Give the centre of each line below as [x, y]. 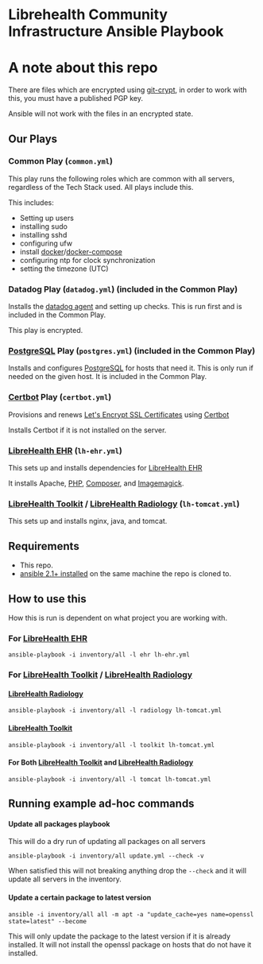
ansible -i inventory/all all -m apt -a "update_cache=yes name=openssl [131, 914]
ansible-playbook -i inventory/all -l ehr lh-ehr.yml [99, 655]
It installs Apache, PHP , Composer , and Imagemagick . [96, 483]
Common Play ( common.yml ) [61, 161]
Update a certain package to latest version [80, 897]
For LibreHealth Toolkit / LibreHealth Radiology [101, 675]
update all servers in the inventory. [65, 879]
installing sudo [43, 226]
